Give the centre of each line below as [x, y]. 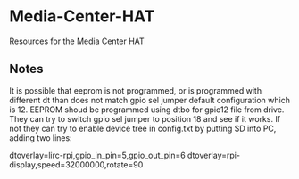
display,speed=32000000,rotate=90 [76, 164]
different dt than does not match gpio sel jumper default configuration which [149, 100]
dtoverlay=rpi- [214, 155]
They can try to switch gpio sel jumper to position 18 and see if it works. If [145, 118]
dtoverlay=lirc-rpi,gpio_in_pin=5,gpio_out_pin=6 [97, 155]
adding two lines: [41, 138]
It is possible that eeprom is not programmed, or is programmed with [135, 90]
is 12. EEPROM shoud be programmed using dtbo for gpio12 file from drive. [147, 110]
